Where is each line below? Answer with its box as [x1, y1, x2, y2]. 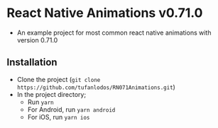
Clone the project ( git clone [16, 75, 101, 83]
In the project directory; [16, 90, 87, 98]
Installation [6, 57, 58, 69]
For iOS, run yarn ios [27, 112, 90, 121]
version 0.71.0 [16, 35, 58, 44]
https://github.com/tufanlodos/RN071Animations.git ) [16, 83, 175, 91]
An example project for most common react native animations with [16, 28, 212, 37]
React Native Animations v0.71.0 [6, 5, 203, 21]
